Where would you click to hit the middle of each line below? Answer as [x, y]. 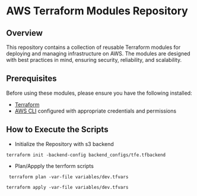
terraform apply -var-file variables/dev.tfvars [67, 187]
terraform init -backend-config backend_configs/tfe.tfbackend [86, 155]
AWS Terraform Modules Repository [97, 11]
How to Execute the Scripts [57, 130]
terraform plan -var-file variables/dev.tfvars [69, 177]
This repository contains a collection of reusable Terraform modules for [93, 47]
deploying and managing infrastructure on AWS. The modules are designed [99, 54]
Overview [25, 33]
